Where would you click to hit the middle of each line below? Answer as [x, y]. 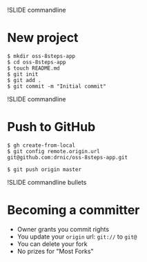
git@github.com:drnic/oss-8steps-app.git [68, 157]
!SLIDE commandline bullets [47, 182]
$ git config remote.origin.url [53, 151]
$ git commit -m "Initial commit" [57, 86]
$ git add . [24, 80]
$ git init [23, 74]
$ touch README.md [33, 68]
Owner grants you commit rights [63, 229]
